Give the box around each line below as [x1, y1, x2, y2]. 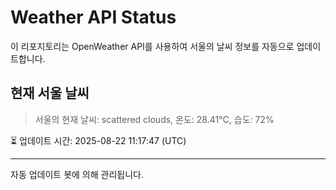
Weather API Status [10, 6, 177, 29]
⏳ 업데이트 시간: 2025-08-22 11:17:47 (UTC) [10, 134, 187, 146]
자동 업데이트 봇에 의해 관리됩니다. [10, 168, 144, 180]
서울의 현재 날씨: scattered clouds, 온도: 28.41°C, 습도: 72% [34, 113, 275, 125]
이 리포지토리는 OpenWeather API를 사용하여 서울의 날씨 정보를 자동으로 [10, 40, 295, 52]
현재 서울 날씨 [10, 85, 90, 102]
